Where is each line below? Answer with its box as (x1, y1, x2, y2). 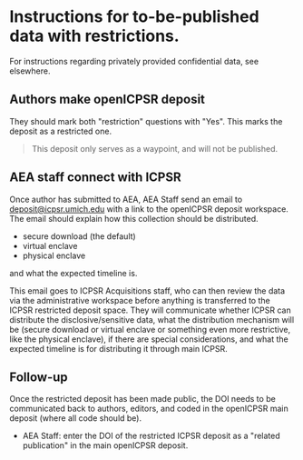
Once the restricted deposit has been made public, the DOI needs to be (9, 394, 277, 405)
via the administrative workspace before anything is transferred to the (9, 295, 270, 305)
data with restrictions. (9, 25, 180, 46)
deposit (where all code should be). (9, 413, 142, 424)
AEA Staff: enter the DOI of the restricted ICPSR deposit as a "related (22, 430, 281, 442)
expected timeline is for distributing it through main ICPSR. (9, 343, 229, 354)
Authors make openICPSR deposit (9, 92, 206, 107)
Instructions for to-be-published (9, 6, 260, 27)
